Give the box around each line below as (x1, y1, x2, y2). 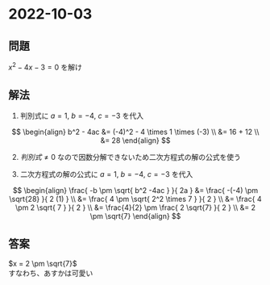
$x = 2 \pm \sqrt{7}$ (8, 259, 77, 269)
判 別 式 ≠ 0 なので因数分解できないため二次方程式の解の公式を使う (19, 153, 242, 162)
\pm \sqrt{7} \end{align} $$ (89, 212, 181, 221)
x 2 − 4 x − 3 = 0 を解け (8, 61, 83, 72)
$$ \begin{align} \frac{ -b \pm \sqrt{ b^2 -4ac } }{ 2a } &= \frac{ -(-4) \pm (12, 186, 259, 195)
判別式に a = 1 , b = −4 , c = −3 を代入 (19, 111, 143, 121)
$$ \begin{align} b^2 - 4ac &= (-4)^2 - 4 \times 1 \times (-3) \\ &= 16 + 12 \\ (11, 127, 260, 137)
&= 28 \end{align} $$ (100, 136, 171, 145)
